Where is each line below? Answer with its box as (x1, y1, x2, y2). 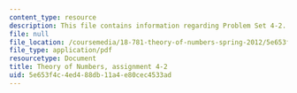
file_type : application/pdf (9, 46, 113, 55)
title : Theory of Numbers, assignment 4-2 (9, 63, 168, 72)
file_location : (9, 37, 65, 47)
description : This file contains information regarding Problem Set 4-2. (9, 21, 287, 30)
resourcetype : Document (9, 54, 97, 63)
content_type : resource (9, 12, 97, 22)
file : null (9, 29, 49, 38)
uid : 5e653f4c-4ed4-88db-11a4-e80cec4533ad (9, 71, 172, 80)
